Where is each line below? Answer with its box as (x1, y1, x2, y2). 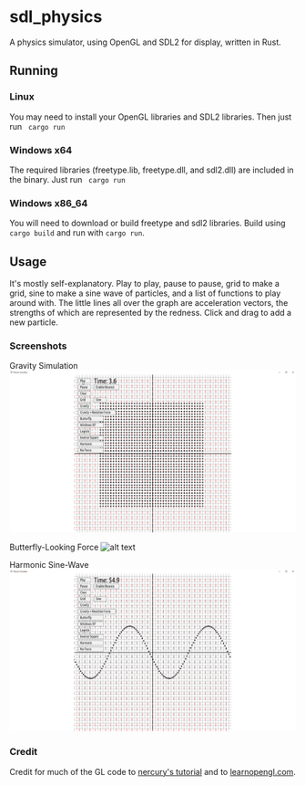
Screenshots (9, 340, 67, 352)
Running (9, 63, 59, 79)
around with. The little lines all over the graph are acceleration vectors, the (9, 298, 289, 309)
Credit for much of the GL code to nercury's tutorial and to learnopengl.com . (9, 766, 296, 777)
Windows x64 (9, 143, 73, 156)
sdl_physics (9, 6, 103, 27)
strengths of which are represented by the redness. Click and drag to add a (9, 308, 292, 319)
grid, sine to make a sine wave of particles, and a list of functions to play (9, 288, 281, 299)
